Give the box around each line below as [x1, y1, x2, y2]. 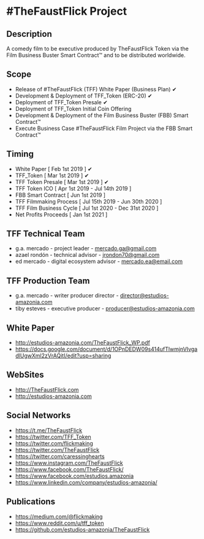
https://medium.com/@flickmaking [15, 513, 103, 520]
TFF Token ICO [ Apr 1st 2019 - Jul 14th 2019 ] [15, 185, 132, 192]
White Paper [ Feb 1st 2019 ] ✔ [15, 165, 93, 172]
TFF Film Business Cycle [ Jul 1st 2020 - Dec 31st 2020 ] [15, 204, 159, 212]
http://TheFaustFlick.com [15, 386, 79, 393]
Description [6, 29, 52, 39]
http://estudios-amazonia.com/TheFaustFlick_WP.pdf [15, 339, 150, 346]
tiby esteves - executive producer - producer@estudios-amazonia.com [15, 305, 195, 312]
